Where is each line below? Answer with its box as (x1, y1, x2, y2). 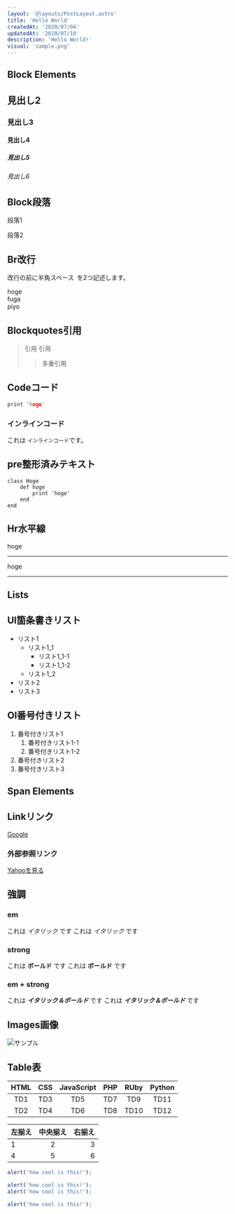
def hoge (20, 483, 45, 491)
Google (7, 830, 29, 838)
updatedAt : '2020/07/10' (7, 29, 80, 37)
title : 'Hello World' (7, 17, 71, 24)
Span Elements (7, 785, 75, 797)
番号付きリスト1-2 (27, 747, 80, 755)
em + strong (7, 979, 50, 989)
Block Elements (7, 69, 76, 81)
